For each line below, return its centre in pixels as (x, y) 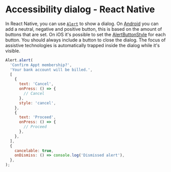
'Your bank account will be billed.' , (51, 70)
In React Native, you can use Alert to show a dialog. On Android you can (82, 24)
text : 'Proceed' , (37, 117)
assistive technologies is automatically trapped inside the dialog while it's (83, 45)
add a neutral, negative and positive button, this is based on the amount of (84, 29)
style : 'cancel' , (37, 103)
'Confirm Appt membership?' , (41, 65)
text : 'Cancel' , (36, 84)
